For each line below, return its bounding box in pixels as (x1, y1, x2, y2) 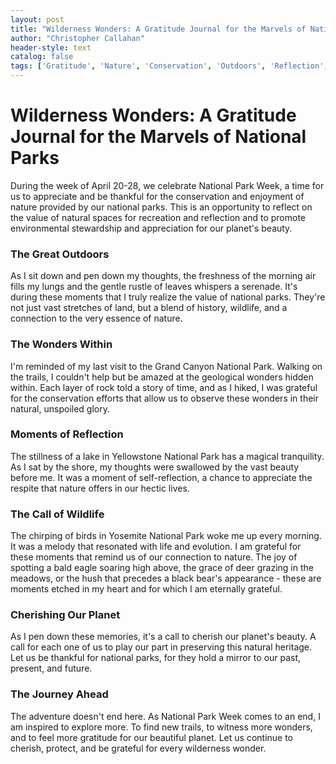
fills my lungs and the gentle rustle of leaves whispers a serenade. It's (10, 281, 298, 293)
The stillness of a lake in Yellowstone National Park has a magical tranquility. (10, 450, 325, 462)
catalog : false (10, 52, 74, 62)
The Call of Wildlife (10, 507, 105, 521)
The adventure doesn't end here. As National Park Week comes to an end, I (10, 710, 321, 722)
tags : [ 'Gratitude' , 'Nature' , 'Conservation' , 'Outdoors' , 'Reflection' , (10, 61, 329, 71)
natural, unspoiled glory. (10, 402, 110, 415)
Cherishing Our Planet (10, 608, 121, 622)
